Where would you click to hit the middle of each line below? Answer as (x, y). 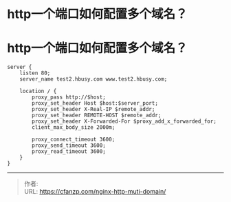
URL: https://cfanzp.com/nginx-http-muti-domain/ (95, 192)
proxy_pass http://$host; (69, 97)
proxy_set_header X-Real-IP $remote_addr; (93, 110)
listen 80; (35, 73)
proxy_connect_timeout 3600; (74, 140)
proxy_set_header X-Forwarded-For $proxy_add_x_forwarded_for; (124, 121)
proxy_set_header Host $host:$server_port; (95, 103)
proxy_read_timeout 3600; (69, 152)
